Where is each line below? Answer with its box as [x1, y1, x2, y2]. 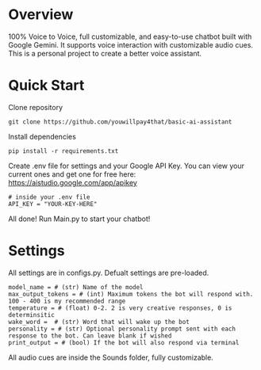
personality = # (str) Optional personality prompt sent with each [8, 325, 236, 333]
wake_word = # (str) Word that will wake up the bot [8, 318, 190, 326]
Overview [8, 6, 74, 24]
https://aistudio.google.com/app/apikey [8, 177, 137, 187]
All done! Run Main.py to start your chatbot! [8, 214, 151, 223]
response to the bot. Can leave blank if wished [8, 331, 172, 340]
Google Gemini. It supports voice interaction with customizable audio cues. [8, 40, 254, 49]
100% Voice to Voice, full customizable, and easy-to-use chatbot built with [8, 32, 252, 41]
